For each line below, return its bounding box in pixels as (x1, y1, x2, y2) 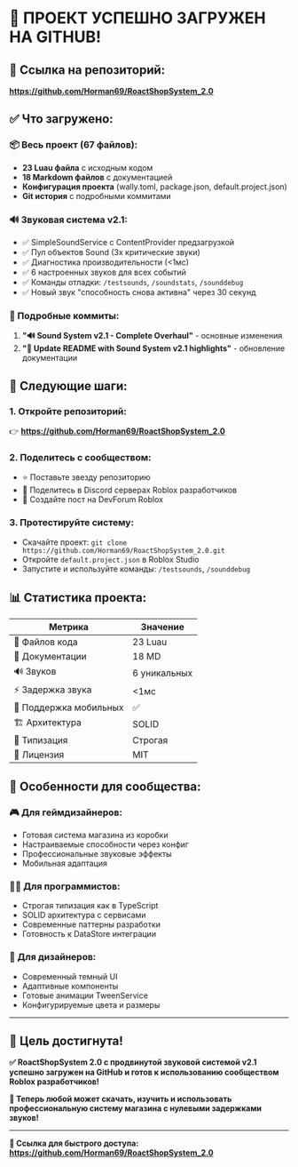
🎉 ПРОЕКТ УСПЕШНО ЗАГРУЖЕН (9, 8, 266, 28)
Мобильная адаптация (21, 858, 108, 869)
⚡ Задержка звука (13, 683, 92, 696)
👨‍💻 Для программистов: (9, 880, 121, 892)
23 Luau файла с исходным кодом (21, 162, 153, 172)
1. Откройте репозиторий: (9, 404, 127, 417)
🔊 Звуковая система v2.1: (9, 213, 129, 226)
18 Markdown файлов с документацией (21, 172, 173, 182)
